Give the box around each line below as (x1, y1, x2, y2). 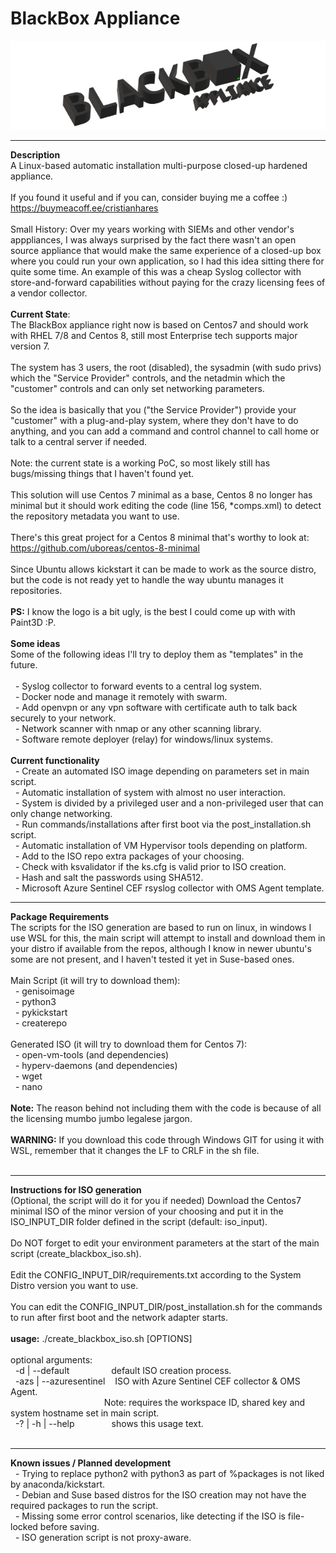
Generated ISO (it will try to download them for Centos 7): (10, 1038, 248, 1050)
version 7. (10, 340, 50, 352)
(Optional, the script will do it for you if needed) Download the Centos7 (10, 1194, 302, 1206)
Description (10, 148, 61, 161)
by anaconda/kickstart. (10, 1478, 105, 1490)
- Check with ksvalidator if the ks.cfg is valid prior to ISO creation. (14, 860, 287, 872)
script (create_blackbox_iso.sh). (10, 1247, 142, 1259)
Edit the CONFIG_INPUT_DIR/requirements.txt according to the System (10, 1268, 302, 1281)
